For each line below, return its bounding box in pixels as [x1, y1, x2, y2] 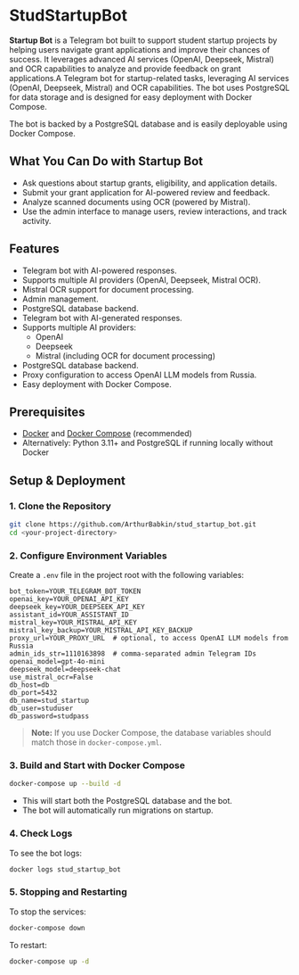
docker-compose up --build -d [9, 780, 122, 789]
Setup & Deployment [9, 473, 126, 488]
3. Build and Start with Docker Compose [9, 759, 185, 772]
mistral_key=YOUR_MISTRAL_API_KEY [9, 618, 138, 627]
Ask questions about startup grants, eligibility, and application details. [21, 178, 278, 188]
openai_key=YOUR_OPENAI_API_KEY [9, 595, 129, 604]
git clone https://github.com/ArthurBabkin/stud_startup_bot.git [9, 520, 256, 529]
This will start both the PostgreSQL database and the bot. [21, 796, 233, 806]
